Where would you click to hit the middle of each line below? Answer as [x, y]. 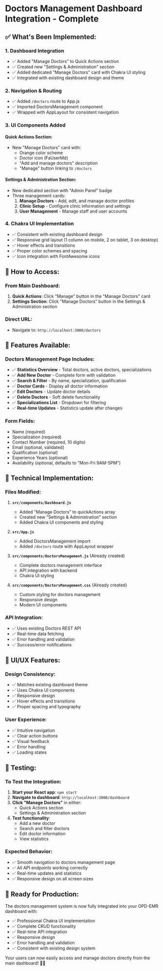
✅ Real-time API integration [39, 932]
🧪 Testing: [21, 768]
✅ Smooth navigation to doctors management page [63, 862]
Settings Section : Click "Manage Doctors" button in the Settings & [79, 301]
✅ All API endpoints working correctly [50, 868]
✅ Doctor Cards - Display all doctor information [60, 386]
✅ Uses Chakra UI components [43, 690]
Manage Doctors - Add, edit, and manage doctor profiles [77, 201]
